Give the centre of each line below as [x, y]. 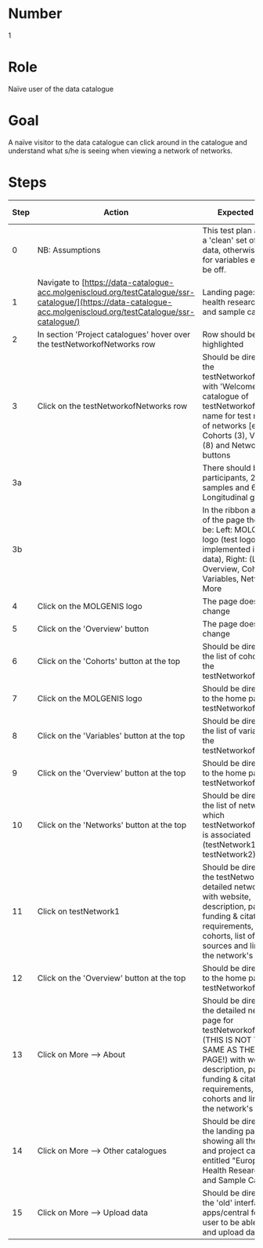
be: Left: [218, 529]
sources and [225, 945]
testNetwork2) [229, 854]
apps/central [225, 1212]
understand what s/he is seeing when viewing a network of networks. [121, 151]
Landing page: [229, 292]
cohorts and [225, 1098]
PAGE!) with [224, 1059]
